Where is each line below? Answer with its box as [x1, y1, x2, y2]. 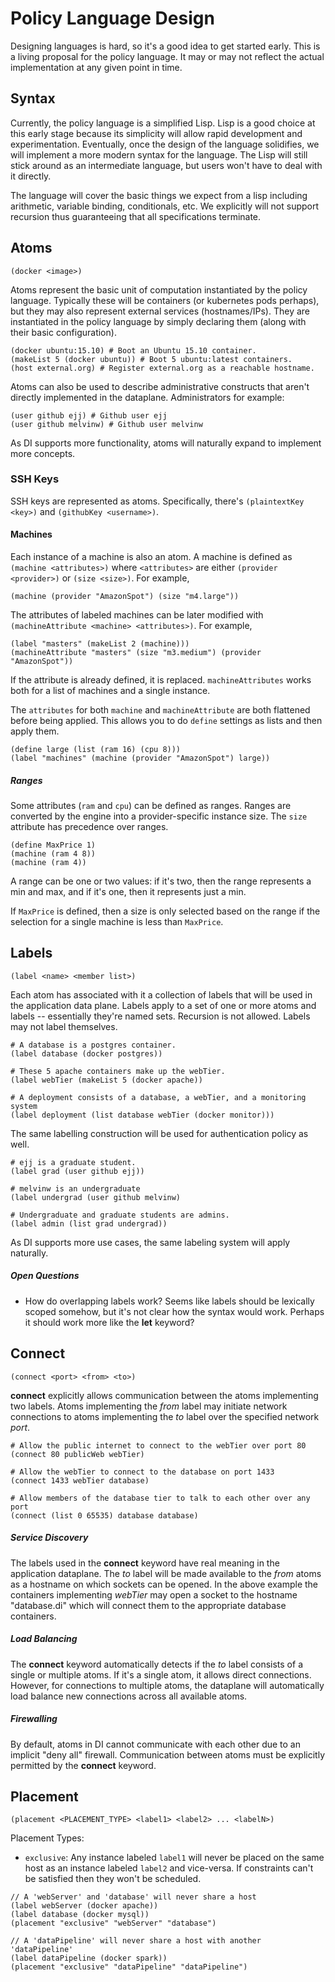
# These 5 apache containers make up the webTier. [10, 1066, 226, 1076]
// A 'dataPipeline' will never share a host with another [10, 1936, 262, 1946]
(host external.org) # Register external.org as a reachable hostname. [10, 363, 315, 373]
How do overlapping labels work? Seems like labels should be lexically [24, 1295, 315, 1307]
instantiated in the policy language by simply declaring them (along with [10, 315, 307, 327]
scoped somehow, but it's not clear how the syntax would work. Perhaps [24, 1305, 325, 1317]
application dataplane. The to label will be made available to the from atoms [10, 1567, 322, 1579]
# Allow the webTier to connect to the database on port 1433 [10, 1467, 275, 1477]
